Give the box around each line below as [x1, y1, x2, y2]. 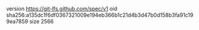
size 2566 [29, 18, 54, 25]
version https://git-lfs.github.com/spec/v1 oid [6, 5, 118, 12]
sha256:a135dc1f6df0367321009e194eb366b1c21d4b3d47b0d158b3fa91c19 [6, 11, 194, 19]
